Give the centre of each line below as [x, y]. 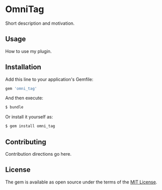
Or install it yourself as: [29, 117]
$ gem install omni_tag [30, 126]
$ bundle [14, 107]
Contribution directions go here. [38, 154]
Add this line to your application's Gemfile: [49, 79]
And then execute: [24, 98]
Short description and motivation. [40, 23]
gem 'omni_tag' [21, 88]
